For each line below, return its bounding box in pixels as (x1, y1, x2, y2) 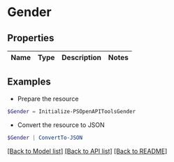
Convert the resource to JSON (17, 120, 105, 129)
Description (61, 53, 101, 62)
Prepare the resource (17, 94, 79, 103)
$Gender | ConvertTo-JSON (7, 134, 82, 141)
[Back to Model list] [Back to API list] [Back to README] (7, 147, 168, 155)
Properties (7, 32, 55, 44)
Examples (7, 76, 51, 88)
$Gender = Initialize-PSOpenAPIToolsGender (7, 108, 136, 115)
